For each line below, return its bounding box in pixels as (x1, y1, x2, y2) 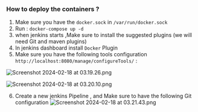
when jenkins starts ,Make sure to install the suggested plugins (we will (14, 31, 192, 39)
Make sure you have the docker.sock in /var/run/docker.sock (14, 19, 168, 26)
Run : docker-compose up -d (14, 25, 84, 32)
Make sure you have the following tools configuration (14, 51, 147, 58)
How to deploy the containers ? (6, 5, 100, 13)
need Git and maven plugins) (14, 38, 87, 45)
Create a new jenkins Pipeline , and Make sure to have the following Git (14, 93, 192, 100)
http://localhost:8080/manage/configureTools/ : (14, 57, 138, 65)
